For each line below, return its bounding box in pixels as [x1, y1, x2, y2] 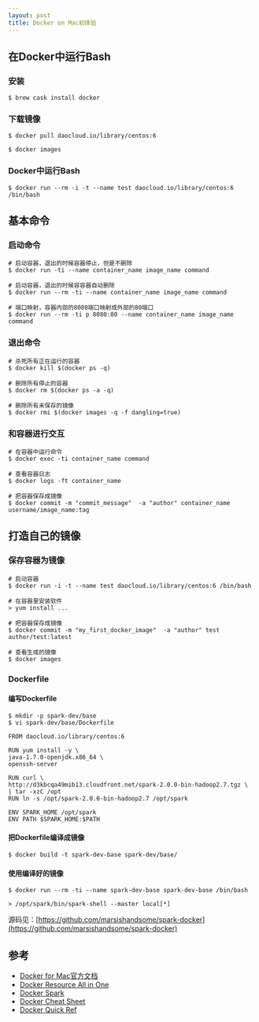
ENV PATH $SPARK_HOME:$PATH [8, 815, 101, 823]
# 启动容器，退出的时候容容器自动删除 [8, 281, 116, 290]
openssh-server [8, 760, 58, 768]
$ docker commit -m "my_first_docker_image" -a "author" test [8, 626, 220, 634]
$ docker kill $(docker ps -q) [8, 364, 111, 372]
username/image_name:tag [8, 506, 90, 515]
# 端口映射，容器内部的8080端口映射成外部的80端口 [8, 304, 154, 312]
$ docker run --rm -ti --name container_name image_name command [8, 288, 227, 296]
